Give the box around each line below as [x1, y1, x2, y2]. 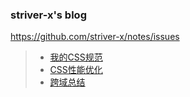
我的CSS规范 [49, 51, 103, 63]
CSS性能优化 [49, 64, 103, 76]
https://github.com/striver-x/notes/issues [10, 31, 180, 43]
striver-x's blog [10, 8, 87, 22]
